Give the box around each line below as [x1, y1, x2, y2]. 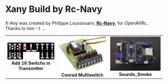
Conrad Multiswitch [61, 71, 103, 78]
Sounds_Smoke [118, 71, 152, 77]
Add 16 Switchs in [11, 60, 51, 66]
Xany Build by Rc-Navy [5, 3, 102, 15]
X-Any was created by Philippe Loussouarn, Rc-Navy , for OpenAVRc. [5, 20, 148, 26]
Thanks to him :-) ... [5, 25, 46, 31]
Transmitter [18, 65, 43, 71]
